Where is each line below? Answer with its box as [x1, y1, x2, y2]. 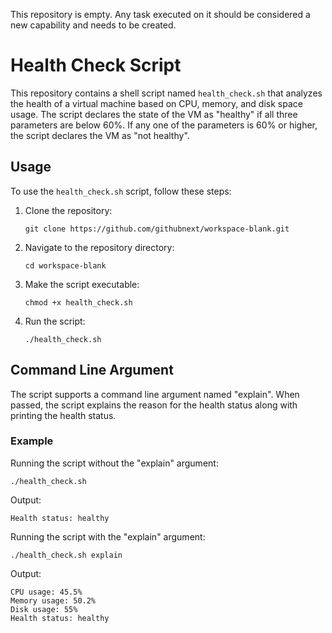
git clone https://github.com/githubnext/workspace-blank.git [24, 224, 290, 234]
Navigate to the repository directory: [24, 241, 175, 253]
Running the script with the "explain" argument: [10, 530, 206, 543]
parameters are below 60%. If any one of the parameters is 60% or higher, [10, 119, 318, 131]
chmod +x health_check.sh [24, 297, 133, 308]
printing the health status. [10, 409, 117, 421]
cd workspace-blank [24, 260, 107, 271]
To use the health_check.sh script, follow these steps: [10, 185, 232, 197]
